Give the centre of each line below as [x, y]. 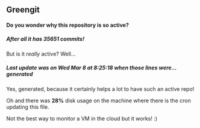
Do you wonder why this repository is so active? [68, 25]
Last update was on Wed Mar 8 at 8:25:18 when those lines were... [92, 68]
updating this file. [28, 106]
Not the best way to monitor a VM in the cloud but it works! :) [82, 118]
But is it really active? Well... [41, 54]
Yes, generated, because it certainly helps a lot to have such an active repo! [100, 89]
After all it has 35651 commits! [45, 39]
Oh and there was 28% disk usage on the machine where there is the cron [98, 100]
